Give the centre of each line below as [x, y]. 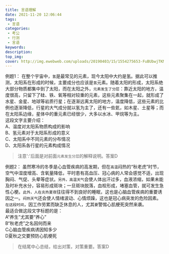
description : [19, 52]
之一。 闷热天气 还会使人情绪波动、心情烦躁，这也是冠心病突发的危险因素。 [85, 198]
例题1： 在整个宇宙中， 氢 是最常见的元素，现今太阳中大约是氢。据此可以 [79, 76]
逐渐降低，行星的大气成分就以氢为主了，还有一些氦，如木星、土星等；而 [89, 108]
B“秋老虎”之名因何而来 [28, 223]
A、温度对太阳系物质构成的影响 [38, 127]
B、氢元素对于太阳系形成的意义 [38, 133]
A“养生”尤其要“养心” [26, 217]
